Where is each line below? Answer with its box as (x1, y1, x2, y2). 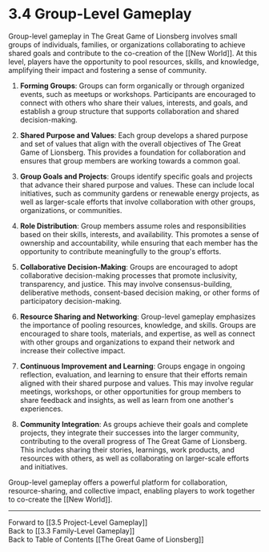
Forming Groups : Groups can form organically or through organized (19, 81, 245, 91)
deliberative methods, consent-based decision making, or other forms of (19, 288, 260, 297)
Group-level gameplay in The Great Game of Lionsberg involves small (8, 31, 238, 41)
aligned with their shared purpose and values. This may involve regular (19, 378, 254, 388)
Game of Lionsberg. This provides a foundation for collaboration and (19, 147, 247, 157)
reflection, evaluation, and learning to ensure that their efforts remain (19, 369, 248, 379)
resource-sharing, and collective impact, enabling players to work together (8, 486, 255, 495)
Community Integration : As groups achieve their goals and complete (19, 419, 248, 429)
